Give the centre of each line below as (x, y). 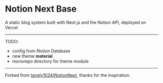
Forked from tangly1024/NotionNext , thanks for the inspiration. (68, 75)
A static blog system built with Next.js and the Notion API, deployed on (76, 22)
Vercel (11, 27)
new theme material (32, 56)
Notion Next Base (41, 9)
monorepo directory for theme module (50, 61)
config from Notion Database (41, 51)
